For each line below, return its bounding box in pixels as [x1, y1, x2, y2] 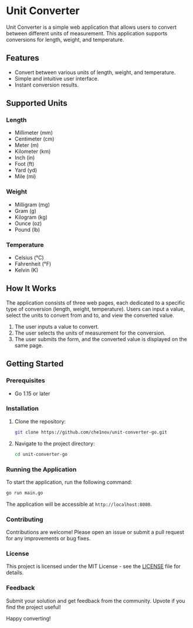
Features [6, 53, 39, 63]
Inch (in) [14, 154, 35, 161]
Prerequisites [6, 376, 45, 385]
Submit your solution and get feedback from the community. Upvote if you [6, 597, 186, 604]
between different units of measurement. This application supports [6, 29, 168, 36]
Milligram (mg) [14, 201, 50, 208]
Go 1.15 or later [14, 390, 50, 397]
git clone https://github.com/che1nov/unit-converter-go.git [14, 429, 168, 435]
